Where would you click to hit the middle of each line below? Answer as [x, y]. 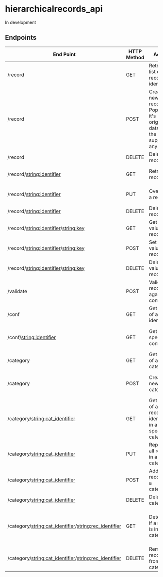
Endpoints [21, 38]
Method [135, 57]
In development [21, 22]
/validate [17, 291]
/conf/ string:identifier [32, 337]
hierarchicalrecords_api [54, 9]
